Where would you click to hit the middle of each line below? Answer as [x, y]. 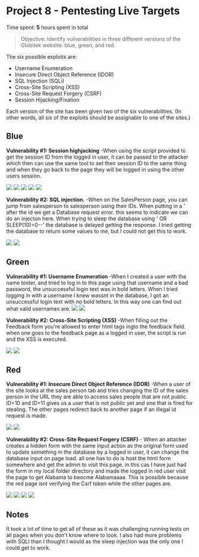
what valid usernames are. [38, 308]
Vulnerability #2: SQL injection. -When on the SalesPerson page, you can [97, 200]
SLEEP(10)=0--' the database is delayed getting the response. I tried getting [99, 224]
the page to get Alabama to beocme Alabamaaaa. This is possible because [97, 477]
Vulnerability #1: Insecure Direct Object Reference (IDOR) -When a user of [99, 384]
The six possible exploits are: [42, 56]
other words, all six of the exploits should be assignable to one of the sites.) [98, 118]
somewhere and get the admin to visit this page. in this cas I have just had [96, 465]
